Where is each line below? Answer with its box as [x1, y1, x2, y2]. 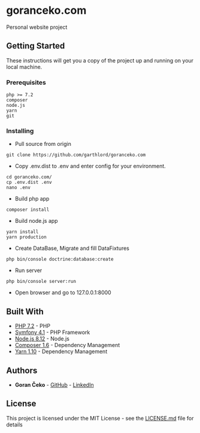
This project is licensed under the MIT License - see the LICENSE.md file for [6, 414, 194, 422]
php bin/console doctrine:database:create [6, 256, 114, 262]
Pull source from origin [14, 141, 72, 148]
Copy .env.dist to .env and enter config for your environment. [14, 163, 166, 170]
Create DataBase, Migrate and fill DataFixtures [14, 244, 130, 252]
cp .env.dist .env [6, 180, 52, 186]
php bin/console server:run [6, 279, 77, 285]
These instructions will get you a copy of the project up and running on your [6, 56, 193, 64]
